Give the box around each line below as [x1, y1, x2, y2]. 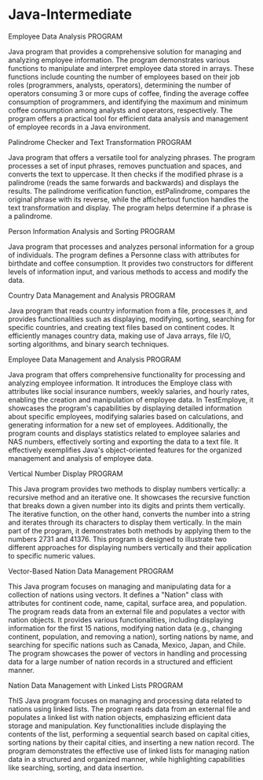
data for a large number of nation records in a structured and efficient [8, 656, 233, 667]
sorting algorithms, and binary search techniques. [8, 339, 170, 348]
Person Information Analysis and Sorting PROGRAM [8, 226, 175, 236]
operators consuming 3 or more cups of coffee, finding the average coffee [8, 88, 250, 98]
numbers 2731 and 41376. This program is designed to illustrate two [8, 534, 228, 544]
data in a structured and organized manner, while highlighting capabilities [8, 754, 246, 763]
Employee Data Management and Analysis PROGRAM [8, 355, 181, 364]
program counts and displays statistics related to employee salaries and [8, 428, 241, 438]
